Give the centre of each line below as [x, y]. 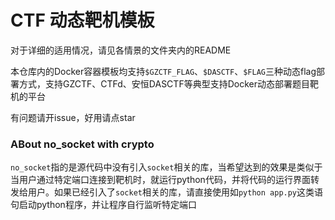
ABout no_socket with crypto [82, 144]
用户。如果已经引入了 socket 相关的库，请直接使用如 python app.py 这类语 [175, 192]
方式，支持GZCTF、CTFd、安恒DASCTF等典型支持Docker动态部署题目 [164, 83]
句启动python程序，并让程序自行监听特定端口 [103, 205]
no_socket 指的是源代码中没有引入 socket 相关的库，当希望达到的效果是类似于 [166, 167]
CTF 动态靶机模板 [82, 20]
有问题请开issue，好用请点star [73, 117]
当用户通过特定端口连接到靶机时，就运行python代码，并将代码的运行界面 [160, 180]
